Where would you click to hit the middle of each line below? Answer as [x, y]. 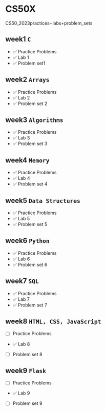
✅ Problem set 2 [30, 104]
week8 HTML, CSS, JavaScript [53, 322]
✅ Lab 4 [21, 178]
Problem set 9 [27, 403]
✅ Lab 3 [21, 138]
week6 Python [27, 241]
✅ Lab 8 [21, 344]
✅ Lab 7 [21, 299]
